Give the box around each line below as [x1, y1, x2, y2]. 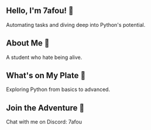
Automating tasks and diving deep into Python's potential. [6, 21, 146, 28]
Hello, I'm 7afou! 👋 [6, 6, 74, 16]
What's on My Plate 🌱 [6, 71, 86, 80]
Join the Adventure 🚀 [6, 103, 85, 113]
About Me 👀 [6, 38, 50, 48]
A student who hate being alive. [6, 54, 83, 61]
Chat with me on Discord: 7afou [6, 118, 82, 125]
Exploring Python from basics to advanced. [6, 86, 110, 93]
